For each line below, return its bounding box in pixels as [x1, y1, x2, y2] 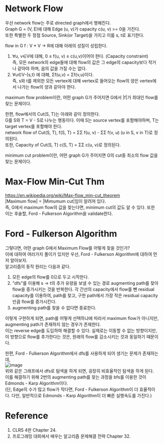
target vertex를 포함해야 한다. [5, 123, 63, 129]
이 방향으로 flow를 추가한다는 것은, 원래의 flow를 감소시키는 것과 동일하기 [5, 334, 146, 340]
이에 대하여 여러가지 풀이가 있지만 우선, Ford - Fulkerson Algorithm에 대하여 [5, 251, 152, 257]
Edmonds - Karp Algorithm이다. [5, 380, 69, 386]
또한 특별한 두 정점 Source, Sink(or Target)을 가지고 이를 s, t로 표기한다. [5, 32, 145, 38]
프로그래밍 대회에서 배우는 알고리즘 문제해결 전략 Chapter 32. [12, 433, 131, 439]
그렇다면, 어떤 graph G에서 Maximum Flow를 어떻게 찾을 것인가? [5, 245, 130, 251]
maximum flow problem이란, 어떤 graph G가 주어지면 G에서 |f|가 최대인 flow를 [5, 94, 159, 100]
